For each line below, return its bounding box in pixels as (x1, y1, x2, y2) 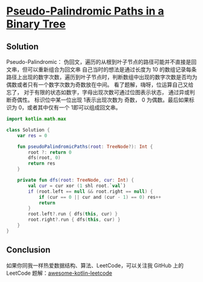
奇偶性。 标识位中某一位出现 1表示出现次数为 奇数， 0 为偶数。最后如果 (11, 96, 190, 103)
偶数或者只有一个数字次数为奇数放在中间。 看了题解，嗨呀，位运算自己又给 (6, 81, 194, 88)
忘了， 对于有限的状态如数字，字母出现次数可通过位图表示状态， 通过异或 (6, 89, 190, 95)
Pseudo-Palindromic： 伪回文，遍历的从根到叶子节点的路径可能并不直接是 (6, 58, 191, 65)
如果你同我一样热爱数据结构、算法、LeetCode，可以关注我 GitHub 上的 (6, 261, 184, 269)
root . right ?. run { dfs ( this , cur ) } (28, 217, 121, 223)
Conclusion (6, 245, 51, 255)
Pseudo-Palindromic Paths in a (6, 4, 165, 18)
